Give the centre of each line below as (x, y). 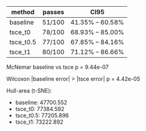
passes (53, 12)
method (23, 12)
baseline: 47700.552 (41, 102)
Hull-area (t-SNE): (29, 90)
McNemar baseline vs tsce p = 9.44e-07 (58, 67)
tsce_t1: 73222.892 (39, 122)
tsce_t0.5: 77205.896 (42, 115)
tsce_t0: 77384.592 (40, 109)
